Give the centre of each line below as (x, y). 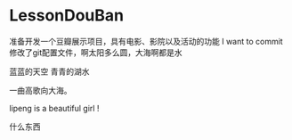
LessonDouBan (67, 16)
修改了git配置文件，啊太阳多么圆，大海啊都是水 (96, 52)
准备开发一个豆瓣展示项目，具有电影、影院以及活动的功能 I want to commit (146, 41)
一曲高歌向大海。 (41, 90)
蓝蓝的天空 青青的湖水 (49, 71)
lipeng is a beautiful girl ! (54, 108)
